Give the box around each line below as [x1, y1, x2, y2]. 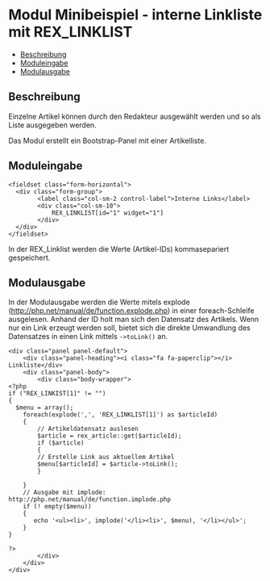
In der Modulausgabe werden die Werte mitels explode [8, 297, 191, 307]
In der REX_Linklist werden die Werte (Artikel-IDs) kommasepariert [8, 244, 230, 253]
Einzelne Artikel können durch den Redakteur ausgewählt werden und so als [8, 111, 261, 121]
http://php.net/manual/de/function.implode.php [8, 495, 172, 504]
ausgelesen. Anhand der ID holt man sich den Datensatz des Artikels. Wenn [8, 315, 260, 324]
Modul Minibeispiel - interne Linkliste [8, 6, 263, 24]
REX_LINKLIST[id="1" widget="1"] [51, 208, 164, 217]
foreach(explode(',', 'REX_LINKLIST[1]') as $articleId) [23, 411, 218, 419]
